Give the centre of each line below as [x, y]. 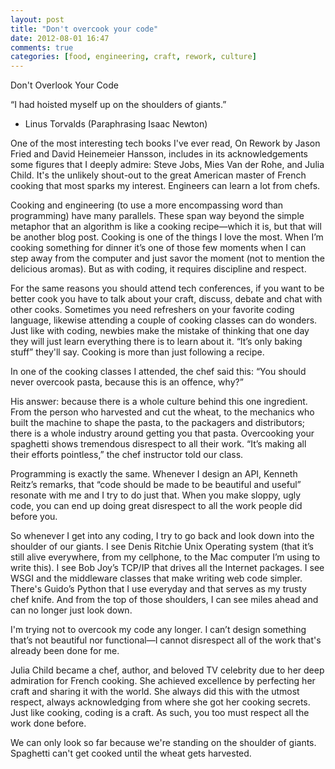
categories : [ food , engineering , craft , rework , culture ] [133, 57]
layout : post [37, 19]
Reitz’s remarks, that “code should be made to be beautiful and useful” [156, 485]
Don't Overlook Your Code [64, 85]
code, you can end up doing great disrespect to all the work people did [156, 506]
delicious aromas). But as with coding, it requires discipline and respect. [158, 269]
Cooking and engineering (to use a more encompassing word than [147, 205]
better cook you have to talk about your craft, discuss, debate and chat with [166, 299]
